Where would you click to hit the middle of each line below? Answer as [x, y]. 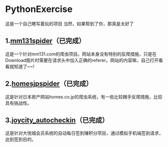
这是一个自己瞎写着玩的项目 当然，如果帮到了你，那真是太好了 [69, 23]
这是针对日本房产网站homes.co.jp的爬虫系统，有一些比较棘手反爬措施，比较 [84, 96]
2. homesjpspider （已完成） [49, 84]
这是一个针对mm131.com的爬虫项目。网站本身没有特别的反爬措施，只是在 [81, 54]
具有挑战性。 [18, 103]
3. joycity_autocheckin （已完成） [57, 120]
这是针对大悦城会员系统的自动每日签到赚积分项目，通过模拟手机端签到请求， [84, 133]
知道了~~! [24, 66]
